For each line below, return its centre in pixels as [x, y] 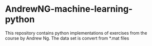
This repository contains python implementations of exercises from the [76, 33]
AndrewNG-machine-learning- [69, 9]
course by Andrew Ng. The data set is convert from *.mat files [67, 38]
